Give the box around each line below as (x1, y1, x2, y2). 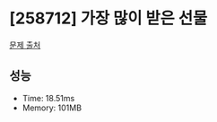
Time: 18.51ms (22, 92, 75, 103)
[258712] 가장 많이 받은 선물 (9, 8, 208, 29)
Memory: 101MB (22, 102, 82, 113)
